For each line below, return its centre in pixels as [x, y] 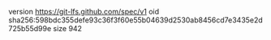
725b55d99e [30, 28]
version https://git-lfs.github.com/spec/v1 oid [84, 12]
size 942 [67, 28]
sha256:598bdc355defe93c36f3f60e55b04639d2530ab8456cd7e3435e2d [136, 20]
